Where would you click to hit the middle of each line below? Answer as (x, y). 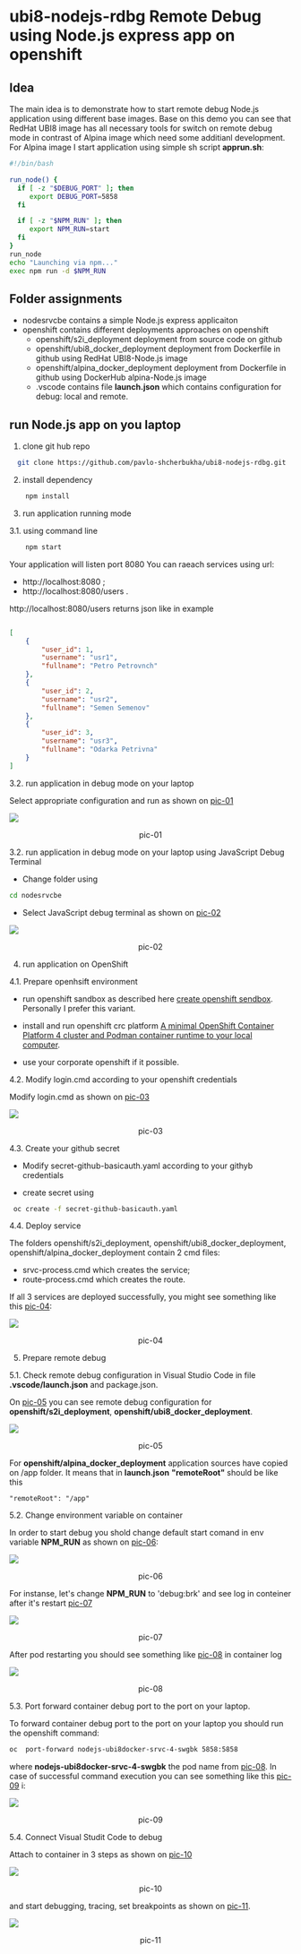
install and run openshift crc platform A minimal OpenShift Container (148, 1025)
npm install (47, 496)
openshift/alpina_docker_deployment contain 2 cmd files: (115, 1252)
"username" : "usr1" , (80, 658)
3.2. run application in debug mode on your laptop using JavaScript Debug (147, 852)
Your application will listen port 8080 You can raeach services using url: (142, 564)
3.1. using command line (54, 530)
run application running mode (77, 513)
